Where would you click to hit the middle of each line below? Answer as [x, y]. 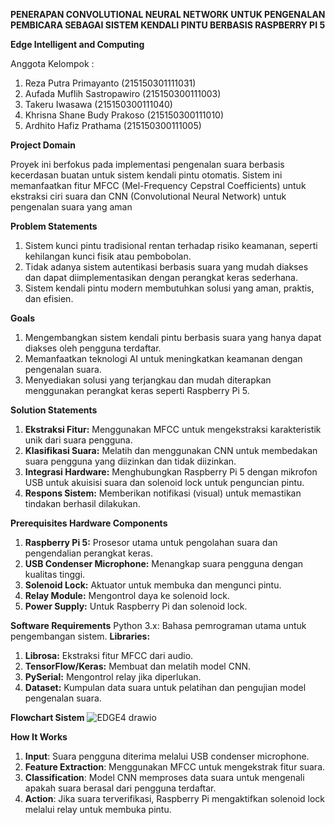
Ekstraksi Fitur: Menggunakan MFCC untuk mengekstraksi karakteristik [173, 429]
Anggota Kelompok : [52, 63]
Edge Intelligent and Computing [77, 44]
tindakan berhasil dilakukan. [82, 503]
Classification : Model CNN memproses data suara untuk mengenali [164, 777]
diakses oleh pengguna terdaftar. [93, 348]
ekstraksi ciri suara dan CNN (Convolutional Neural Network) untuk [148, 196]
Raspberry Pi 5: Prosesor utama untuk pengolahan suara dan [151, 542]
